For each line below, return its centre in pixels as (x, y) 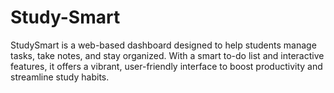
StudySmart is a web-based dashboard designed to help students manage (163, 45)
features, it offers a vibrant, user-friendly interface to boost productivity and (166, 66)
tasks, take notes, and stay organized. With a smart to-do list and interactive (167, 55)
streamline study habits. (60, 77)
